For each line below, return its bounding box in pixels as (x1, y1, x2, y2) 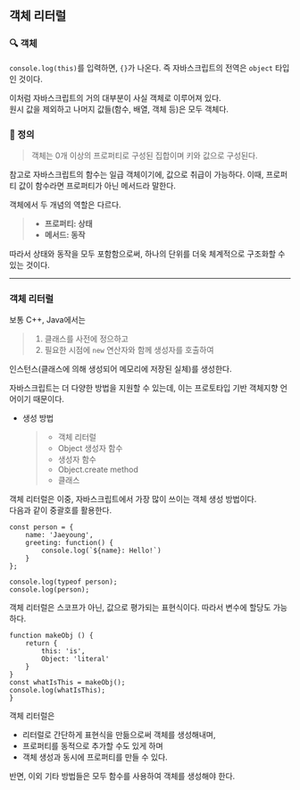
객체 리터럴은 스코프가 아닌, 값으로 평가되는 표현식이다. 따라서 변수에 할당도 (9, 602, 271, 613)
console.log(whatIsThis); (9, 686, 105, 695)
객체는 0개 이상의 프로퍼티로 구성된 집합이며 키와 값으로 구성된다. (30, 150, 258, 161)
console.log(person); (9, 585, 90, 594)
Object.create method (57, 464, 138, 475)
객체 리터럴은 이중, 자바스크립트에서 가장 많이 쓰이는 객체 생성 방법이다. (9, 494, 257, 505)
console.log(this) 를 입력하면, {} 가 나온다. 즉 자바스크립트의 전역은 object (9, 62, 274, 73)
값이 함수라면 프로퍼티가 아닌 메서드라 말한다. (18, 180, 177, 190)
